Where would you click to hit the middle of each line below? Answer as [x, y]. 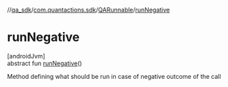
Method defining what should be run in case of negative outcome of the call [114, 76]
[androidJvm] [26, 56]
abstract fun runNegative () [45, 63]
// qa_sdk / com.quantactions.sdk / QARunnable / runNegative [89, 10]
